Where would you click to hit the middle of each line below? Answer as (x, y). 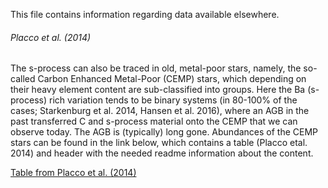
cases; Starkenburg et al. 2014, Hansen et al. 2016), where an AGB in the (160, 111)
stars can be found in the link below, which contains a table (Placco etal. (159, 143)
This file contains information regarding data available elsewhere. (145, 14)
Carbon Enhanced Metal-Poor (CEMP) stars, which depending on (172, 79)
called (23, 79)
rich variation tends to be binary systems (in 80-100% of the (173, 100)
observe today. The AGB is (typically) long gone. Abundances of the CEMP (164, 132)
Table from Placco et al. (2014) (73, 173)
